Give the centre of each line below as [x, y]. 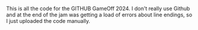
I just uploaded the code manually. [48, 21]
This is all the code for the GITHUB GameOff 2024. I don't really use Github [98, 9]
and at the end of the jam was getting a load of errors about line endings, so [99, 15]
